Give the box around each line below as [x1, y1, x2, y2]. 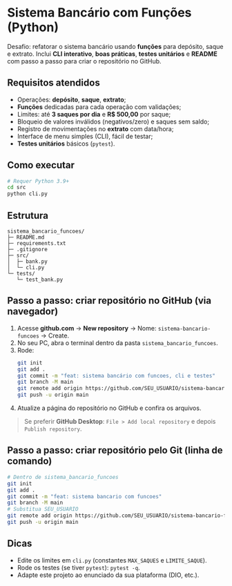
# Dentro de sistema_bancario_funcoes [7, 473, 119, 480]
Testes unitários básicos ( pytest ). [17, 139, 115, 148]
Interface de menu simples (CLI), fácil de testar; [17, 132, 153, 140]
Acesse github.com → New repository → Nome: [17, 324, 157, 332]
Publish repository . [23, 424, 82, 433]
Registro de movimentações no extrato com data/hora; [17, 124, 174, 133]
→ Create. [40, 331, 70, 340]
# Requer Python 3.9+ [7, 177, 70, 184]
